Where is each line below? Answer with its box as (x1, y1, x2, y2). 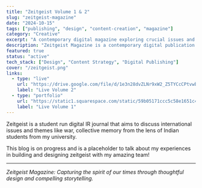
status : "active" (6, 53, 50, 59)
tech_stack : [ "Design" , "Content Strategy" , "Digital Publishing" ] (6, 59, 179, 65)
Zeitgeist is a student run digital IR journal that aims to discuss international (6, 120, 192, 127)
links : (6, 70, 23, 76)
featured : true (6, 48, 44, 54)
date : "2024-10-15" (6, 20, 55, 26)
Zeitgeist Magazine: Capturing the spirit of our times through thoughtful (6, 168, 185, 175)
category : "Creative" (6, 31, 61, 37)
